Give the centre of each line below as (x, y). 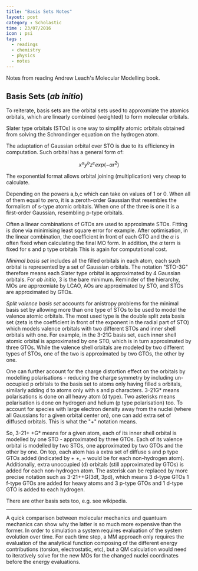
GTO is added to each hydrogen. (46, 489)
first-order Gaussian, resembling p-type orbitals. (65, 213)
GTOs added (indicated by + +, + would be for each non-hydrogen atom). (95, 458)
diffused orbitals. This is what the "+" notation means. (72, 421)
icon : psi (19, 34)
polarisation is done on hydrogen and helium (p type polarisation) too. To (94, 403)
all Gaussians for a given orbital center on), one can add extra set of (89, 415)
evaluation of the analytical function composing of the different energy (92, 543)
